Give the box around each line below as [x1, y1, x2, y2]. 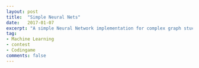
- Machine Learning [6, 36, 54, 42]
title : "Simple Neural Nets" [6, 14, 81, 20]
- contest [6, 42, 31, 48]
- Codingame [6, 47, 36, 53]
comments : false [6, 53, 46, 59]
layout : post [6, 8, 38, 15]
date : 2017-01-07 [6, 20, 54, 25]
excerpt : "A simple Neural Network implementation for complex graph [6, 25, 182, 31]
